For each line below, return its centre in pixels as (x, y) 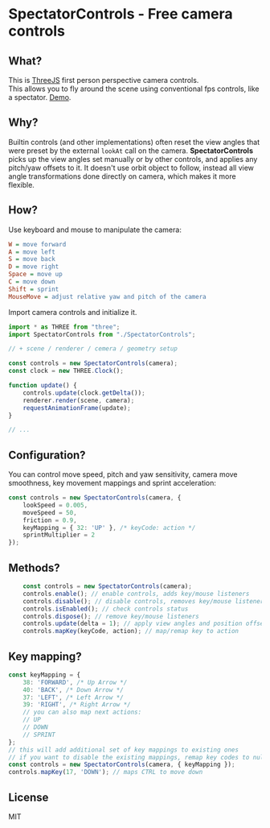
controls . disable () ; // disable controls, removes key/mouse (127, 601)
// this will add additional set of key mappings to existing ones (124, 750)
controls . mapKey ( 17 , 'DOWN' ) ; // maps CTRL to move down (106, 772)
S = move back (32, 259)
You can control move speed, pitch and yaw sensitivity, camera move (123, 474)
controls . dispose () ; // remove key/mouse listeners (111, 616)
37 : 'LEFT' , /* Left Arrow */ (74, 698)
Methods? (34, 567)
